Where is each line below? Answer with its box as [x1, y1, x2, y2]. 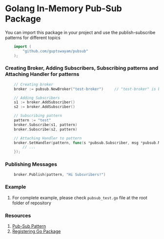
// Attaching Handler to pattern [14, 135, 82, 141]
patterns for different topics [5, 35, 61, 41]
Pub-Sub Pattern [12, 223, 46, 229]
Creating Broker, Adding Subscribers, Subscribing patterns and [5, 65, 159, 71]
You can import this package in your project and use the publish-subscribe [5, 29, 156, 35]
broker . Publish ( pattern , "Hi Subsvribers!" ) [14, 172, 106, 177]
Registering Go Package [12, 228, 61, 234]
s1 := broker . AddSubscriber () [14, 100, 76, 105]
